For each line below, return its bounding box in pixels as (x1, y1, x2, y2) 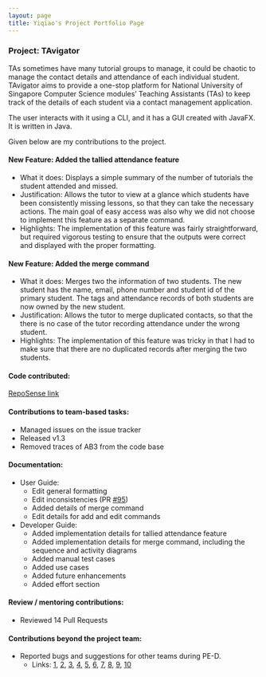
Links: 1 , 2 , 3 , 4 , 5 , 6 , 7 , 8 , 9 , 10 (31, 659, 131, 670)
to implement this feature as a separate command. (19, 215, 186, 224)
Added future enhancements (31, 571, 127, 581)
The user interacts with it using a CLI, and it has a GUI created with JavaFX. (8, 112, 256, 122)
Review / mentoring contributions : (8, 597, 124, 607)
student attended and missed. (19, 181, 118, 191)
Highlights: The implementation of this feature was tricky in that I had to (19, 336, 255, 345)
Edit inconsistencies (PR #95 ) (31, 494, 129, 504)
